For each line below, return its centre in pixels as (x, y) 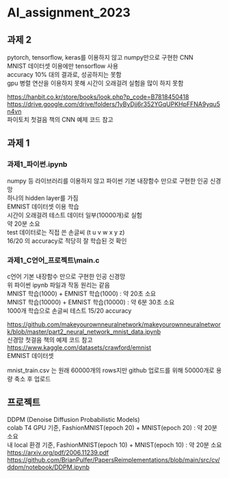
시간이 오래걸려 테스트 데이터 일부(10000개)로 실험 (75, 215)
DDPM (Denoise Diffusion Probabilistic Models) (73, 419)
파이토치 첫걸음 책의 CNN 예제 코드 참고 (60, 119)
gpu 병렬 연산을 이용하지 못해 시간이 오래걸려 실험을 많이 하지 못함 (95, 83)
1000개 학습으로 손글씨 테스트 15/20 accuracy (69, 311)
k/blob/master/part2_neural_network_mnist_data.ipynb (84, 331)
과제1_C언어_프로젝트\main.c (53, 260)
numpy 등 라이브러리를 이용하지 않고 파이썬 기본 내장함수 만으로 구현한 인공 (108, 180)
